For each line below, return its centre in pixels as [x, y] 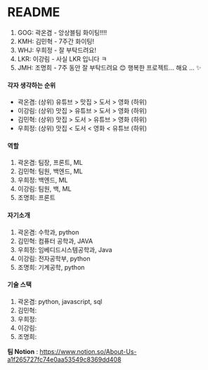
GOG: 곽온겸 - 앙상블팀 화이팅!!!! [62, 32]
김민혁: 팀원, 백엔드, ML [50, 171]
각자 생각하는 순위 [32, 85]
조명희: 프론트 [37, 198]
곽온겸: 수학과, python [48, 232]
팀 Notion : [23, 351]
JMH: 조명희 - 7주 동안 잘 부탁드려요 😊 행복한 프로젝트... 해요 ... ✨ [109, 67]
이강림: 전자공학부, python [54, 258]
